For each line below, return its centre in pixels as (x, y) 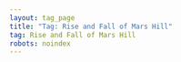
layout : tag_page (42, 18)
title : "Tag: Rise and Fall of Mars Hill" (91, 26)
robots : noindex (40, 43)
